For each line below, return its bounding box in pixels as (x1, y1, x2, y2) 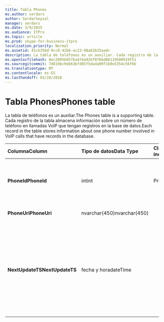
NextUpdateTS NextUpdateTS (7, 266, 77, 273)
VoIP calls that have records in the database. (5, 133, 95, 139)
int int (81, 177, 93, 184)
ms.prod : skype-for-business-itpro (5, 39, 78, 44)
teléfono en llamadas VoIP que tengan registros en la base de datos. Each (5, 122, 152, 128)
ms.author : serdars (5, 12, 45, 17)
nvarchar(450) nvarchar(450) (81, 209, 149, 216)
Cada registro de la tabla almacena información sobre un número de (5, 118, 143, 123)
